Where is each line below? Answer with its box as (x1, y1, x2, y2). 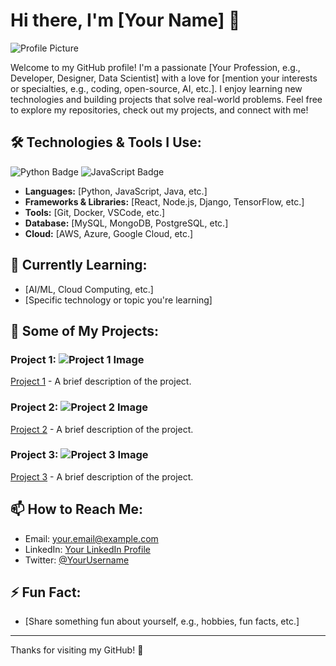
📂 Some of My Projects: (10, 322, 160, 339)
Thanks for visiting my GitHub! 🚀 (10, 644, 144, 656)
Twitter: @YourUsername (24, 554, 130, 566)
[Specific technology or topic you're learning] (24, 294, 213, 306)
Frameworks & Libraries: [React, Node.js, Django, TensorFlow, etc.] (24, 195, 305, 208)
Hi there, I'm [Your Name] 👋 (10, 9, 241, 32)
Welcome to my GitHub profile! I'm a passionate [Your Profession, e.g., (10, 61, 301, 73)
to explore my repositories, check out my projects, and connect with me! (10, 104, 309, 116)
